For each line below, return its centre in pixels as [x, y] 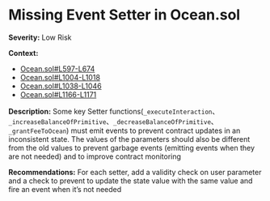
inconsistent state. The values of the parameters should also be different [129, 139]
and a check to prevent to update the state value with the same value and [131, 181]
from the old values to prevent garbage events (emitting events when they [132, 148]
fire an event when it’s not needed [65, 189]
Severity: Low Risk [40, 37]
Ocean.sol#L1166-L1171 [58, 94]
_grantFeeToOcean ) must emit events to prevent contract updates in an [124, 130]
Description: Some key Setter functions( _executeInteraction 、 [114, 111]
